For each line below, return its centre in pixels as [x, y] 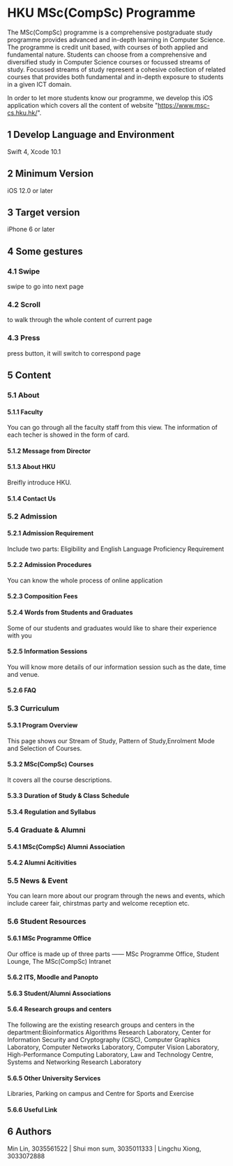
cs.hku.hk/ [22, 113]
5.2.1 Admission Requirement [51, 533]
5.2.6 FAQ [22, 690]
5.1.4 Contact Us [32, 498]
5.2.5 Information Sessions [47, 652]
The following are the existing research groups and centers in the [101, 1025]
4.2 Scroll [24, 304]
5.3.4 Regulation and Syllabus [52, 812]
